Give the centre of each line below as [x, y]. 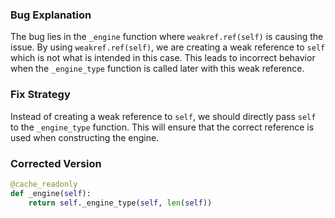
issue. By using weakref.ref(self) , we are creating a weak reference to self [168, 47]
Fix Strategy [40, 95]
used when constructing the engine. [85, 137]
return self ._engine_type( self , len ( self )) [120, 203]
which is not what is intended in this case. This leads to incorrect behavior [163, 58]
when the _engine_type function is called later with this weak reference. [157, 69]
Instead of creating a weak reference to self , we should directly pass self [163, 116]
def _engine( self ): [51, 193]
